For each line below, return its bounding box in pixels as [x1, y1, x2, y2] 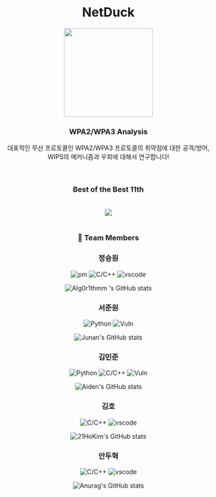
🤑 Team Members [77, 233, 140, 243]
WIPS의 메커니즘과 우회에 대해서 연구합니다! [47, 153, 170, 161]
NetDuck [81, 4, 135, 21]
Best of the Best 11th [72, 185, 144, 195]
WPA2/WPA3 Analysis [69, 126, 148, 136]
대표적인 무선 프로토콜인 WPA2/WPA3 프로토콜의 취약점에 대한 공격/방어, [6, 143, 210, 153]
